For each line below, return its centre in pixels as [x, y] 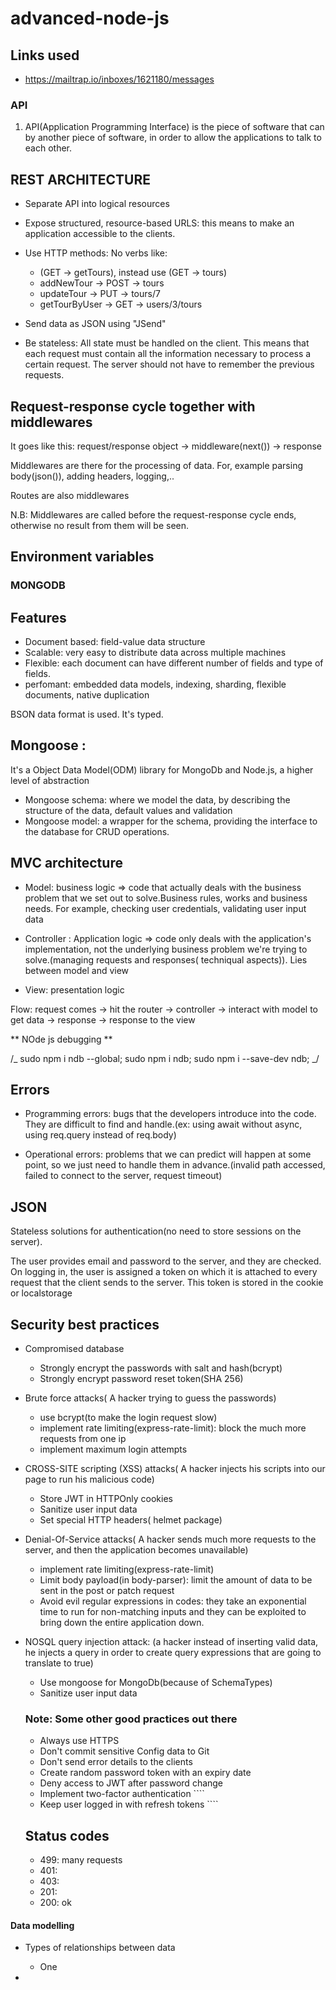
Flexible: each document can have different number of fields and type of [174, 663]
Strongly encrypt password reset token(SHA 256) [141, 1379]
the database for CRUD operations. [97, 831]
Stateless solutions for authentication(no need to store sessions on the [156, 1231]
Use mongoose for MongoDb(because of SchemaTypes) [156, 1683]
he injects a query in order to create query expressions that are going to [173, 1653]
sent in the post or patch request [107, 1591]
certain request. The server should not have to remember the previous [169, 364]
